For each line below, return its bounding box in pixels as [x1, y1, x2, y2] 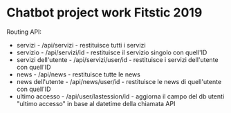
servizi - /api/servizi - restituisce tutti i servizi [16, 41, 146, 49]
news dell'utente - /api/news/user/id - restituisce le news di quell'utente [16, 77, 222, 85]
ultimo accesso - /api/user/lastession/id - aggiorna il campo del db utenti [16, 92, 225, 101]
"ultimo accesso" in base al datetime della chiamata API [16, 99, 176, 107]
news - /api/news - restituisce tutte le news [16, 70, 141, 79]
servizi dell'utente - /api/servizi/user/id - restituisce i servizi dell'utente [16, 55, 219, 63]
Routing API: [6, 28, 42, 36]
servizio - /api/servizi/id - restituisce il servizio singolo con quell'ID [16, 48, 207, 56]
